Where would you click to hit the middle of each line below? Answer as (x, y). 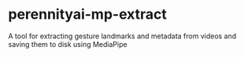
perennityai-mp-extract (87, 14)
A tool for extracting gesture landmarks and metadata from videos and (122, 36)
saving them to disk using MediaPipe (68, 44)
